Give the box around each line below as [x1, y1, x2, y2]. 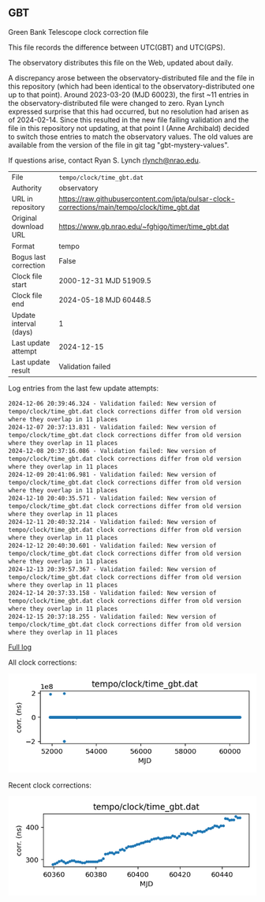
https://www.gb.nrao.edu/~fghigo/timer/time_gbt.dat [58, 222, 230, 231]
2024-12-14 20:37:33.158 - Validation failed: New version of [8, 589, 217, 597]
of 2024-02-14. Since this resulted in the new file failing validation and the [8, 114, 249, 125]
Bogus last [11, 252, 46, 261]
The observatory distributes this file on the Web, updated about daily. [8, 58, 234, 67]
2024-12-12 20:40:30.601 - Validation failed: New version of [8, 541, 217, 549]
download [11, 222, 44, 231]
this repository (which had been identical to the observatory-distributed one [8, 81, 255, 91]
